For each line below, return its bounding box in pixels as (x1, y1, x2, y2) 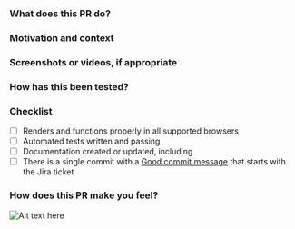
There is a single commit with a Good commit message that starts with (22, 156, 286, 167)
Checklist (9, 105, 53, 117)
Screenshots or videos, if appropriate (9, 55, 178, 68)
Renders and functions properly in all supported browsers (22, 125, 239, 136)
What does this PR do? (9, 7, 112, 20)
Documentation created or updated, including (22, 146, 193, 157)
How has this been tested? (9, 80, 129, 93)
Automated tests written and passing (22, 135, 161, 147)
